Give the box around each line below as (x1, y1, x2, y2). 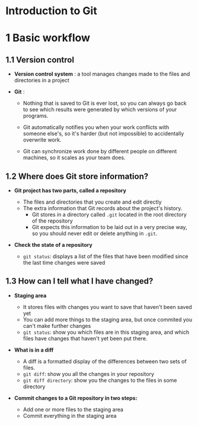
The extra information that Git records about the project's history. (23, 205, 183, 211)
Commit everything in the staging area (23, 412, 117, 419)
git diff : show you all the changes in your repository (23, 370, 155, 377)
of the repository (31, 217, 74, 224)
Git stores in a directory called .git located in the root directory (31, 211, 187, 218)
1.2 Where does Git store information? (5, 171, 149, 181)
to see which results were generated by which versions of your (23, 106, 177, 113)
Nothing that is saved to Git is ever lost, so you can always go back (23, 99, 187, 107)
